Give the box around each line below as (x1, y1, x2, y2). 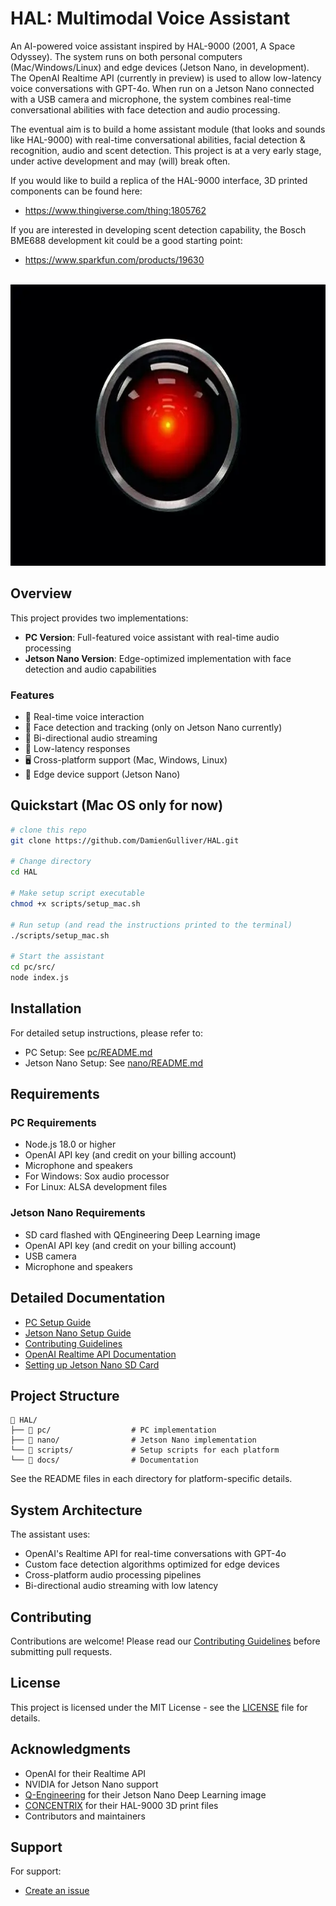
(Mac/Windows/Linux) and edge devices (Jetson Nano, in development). (10, 61, 310, 73)
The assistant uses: (10, 1528, 91, 1541)
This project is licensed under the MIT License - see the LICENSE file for (10, 1701, 308, 1713)
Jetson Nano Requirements (10, 1206, 146, 1220)
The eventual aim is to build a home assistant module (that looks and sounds (10, 123, 326, 135)
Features (10, 688, 55, 702)
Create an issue (24, 1885, 90, 1897)
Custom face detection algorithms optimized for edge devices (24, 1558, 280, 1571)
